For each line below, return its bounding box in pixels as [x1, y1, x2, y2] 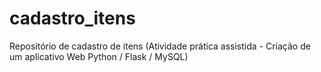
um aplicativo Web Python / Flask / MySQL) [9, 50, 189, 62]
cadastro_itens [9, 7, 136, 30]
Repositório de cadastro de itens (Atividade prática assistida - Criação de [9, 40, 311, 52]
